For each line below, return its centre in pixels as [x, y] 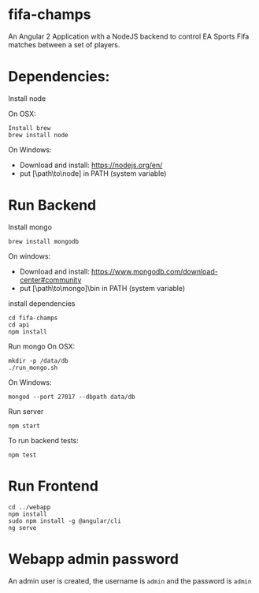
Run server [26, 411]
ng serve [22, 528]
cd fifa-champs [33, 318]
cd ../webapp [30, 507]
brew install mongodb [44, 241]
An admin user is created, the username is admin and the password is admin [130, 580]
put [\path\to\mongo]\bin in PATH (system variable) [102, 288]
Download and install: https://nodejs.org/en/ [91, 165]
